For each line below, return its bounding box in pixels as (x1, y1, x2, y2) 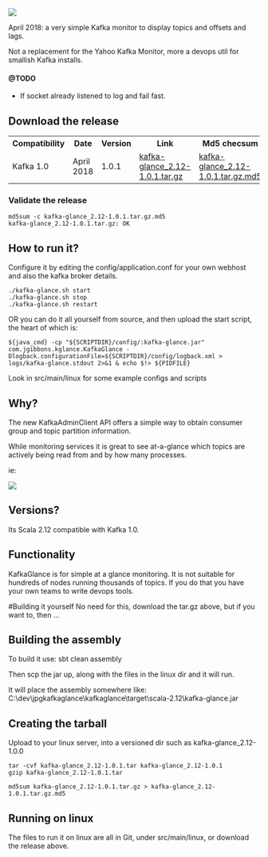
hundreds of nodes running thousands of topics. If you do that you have (8, 578, 245, 587)
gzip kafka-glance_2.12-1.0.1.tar (8, 769, 124, 777)
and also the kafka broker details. (8, 271, 118, 281)
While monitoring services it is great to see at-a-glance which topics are (8, 441, 246, 451)
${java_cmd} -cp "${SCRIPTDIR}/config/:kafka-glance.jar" (8, 338, 205, 346)
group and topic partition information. (8, 426, 132, 436)
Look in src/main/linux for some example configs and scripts (8, 373, 207, 383)
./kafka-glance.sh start (8, 286, 91, 294)
